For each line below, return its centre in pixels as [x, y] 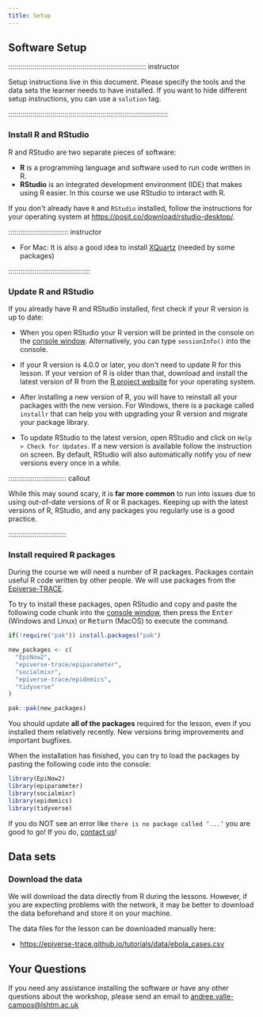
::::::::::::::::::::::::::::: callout [49, 478]
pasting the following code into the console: [80, 764]
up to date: [26, 317]
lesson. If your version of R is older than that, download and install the [133, 373]
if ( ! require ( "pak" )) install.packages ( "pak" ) [84, 636]
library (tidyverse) [40, 808]
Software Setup [48, 48]
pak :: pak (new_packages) [48, 709]
